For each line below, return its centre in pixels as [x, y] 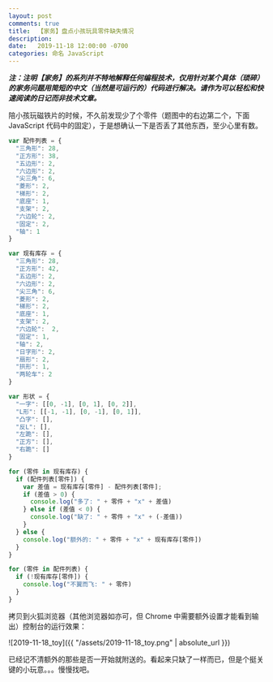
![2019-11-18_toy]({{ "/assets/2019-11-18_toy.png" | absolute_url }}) [119, 642]
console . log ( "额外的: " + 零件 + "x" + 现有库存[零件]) [113, 540]
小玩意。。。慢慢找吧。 [58, 669]
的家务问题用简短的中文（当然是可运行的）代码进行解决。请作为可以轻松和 [132, 88]
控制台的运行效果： [54, 626]
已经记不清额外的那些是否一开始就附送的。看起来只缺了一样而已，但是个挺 [132, 659]
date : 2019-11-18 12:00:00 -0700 [68, 46]
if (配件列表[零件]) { [50, 479]
